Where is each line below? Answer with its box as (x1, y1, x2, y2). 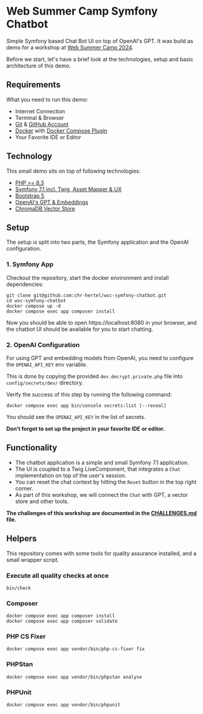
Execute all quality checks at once (6, 571, 109, 580)
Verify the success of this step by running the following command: (6, 390, 172, 398)
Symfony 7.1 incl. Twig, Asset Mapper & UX (15, 185, 122, 193)
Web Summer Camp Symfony (6, 4, 158, 18)
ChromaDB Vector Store (15, 205, 76, 212)
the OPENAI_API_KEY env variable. (6, 361, 88, 368)
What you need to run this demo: (6, 95, 88, 103)
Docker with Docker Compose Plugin (15, 127, 108, 134)
